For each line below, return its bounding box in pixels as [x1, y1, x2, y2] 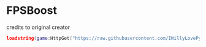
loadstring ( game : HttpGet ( [6, 35, 72, 41]
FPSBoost [6, 4, 57, 17]
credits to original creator [6, 23, 71, 31]
